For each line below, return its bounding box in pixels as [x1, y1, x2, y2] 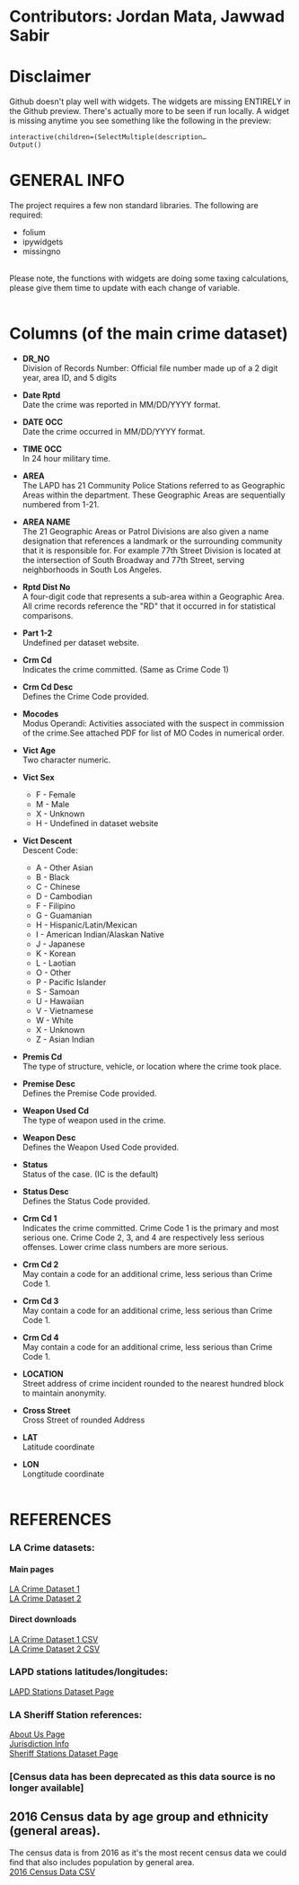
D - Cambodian [35, 891, 92, 902]
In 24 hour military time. [22, 454, 110, 463]
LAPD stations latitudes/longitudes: [9, 1666, 169, 1678]
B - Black [35, 872, 70, 882]
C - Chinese [35, 882, 81, 892]
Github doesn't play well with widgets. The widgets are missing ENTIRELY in [9, 96, 291, 107]
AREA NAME [22, 516, 71, 527]
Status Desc [22, 1186, 69, 1196]
